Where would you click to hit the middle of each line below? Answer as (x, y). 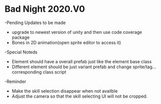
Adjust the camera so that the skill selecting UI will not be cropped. (80, 96)
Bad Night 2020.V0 (45, 9)
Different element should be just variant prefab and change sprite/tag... (84, 67)
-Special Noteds (21, 52)
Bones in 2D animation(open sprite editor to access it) (66, 42)
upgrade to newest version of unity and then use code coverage (77, 32)
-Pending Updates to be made (35, 23)
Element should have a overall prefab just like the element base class (82, 61)
